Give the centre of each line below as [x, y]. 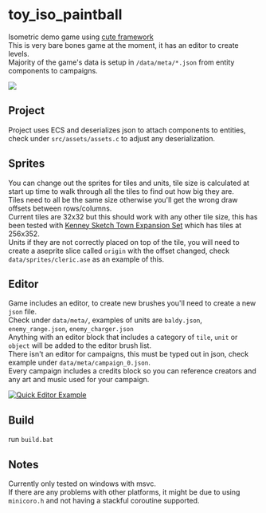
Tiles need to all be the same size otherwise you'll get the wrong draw [123, 199]
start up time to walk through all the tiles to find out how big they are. [121, 191]
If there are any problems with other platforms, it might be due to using [124, 492]
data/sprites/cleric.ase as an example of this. [86, 259]
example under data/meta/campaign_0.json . [80, 363]
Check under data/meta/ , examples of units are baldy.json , [106, 320]
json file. [23, 312]
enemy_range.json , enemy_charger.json [71, 329]
